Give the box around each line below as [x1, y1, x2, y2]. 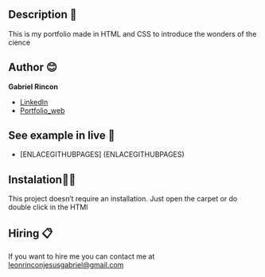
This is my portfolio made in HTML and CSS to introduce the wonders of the [8, 29, 257, 38]
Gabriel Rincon [8, 81, 58, 92]
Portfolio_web [19, 105, 65, 115]
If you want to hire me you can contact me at [8, 252, 155, 261]
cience [8, 37, 30, 47]
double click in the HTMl [8, 202, 88, 212]
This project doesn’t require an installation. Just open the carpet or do [8, 194, 238, 204]
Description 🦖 [8, 8, 77, 21]
